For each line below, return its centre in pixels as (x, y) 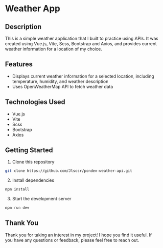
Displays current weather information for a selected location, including (83, 76)
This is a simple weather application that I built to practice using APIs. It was (82, 38)
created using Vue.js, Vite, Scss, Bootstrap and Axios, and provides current (81, 44)
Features (19, 64)
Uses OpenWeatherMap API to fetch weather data (63, 86)
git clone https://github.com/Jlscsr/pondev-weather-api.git (69, 171)
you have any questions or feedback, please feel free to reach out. (72, 240)
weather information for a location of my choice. (54, 49)
